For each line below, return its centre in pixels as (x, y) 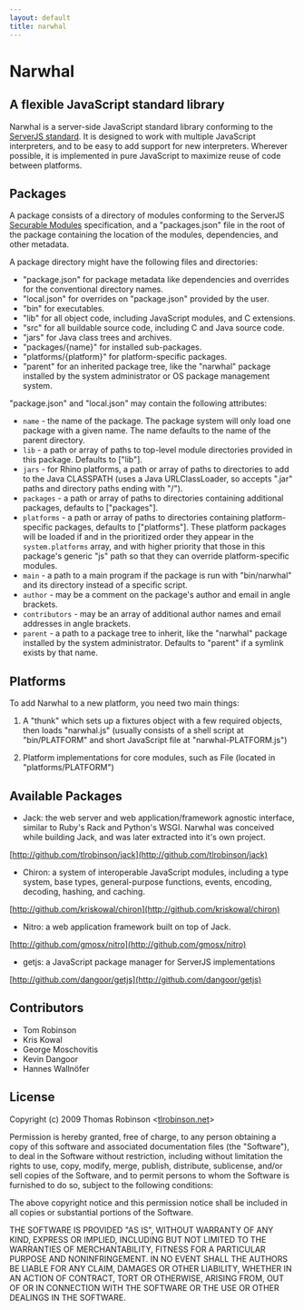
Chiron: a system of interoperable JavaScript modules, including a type (155, 872)
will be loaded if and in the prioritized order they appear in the (138, 537)
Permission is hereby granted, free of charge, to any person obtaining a (143, 1136)
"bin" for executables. (64, 309)
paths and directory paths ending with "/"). (103, 489)
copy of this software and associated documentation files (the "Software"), (150, 1146)
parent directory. (54, 441)
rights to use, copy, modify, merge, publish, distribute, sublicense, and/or (146, 1166)
